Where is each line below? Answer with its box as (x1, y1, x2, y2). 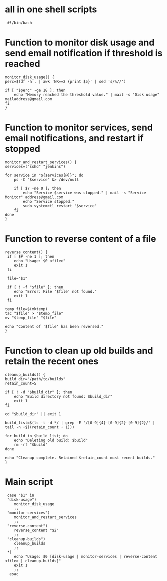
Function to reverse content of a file (5, 233, 156, 244)
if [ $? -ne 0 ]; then (14, 186, 61, 191)
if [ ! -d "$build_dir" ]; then (5, 389, 72, 395)
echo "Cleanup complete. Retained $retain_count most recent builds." (5, 455, 155, 460)
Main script (5, 476, 53, 487)
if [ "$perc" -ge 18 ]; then (5, 88, 66, 93)
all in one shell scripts (5, 4, 97, 15)
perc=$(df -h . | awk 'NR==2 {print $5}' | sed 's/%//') (5, 79, 126, 84)
